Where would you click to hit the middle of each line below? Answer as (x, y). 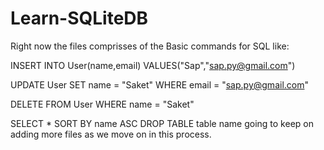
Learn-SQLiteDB (79, 18)
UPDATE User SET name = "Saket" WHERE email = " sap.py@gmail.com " (159, 84)
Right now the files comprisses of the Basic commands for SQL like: (150, 46)
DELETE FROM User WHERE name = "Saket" (102, 104)
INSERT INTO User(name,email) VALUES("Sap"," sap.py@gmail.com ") (153, 65)
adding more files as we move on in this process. (111, 134)
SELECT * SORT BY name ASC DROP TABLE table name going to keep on (162, 123)
